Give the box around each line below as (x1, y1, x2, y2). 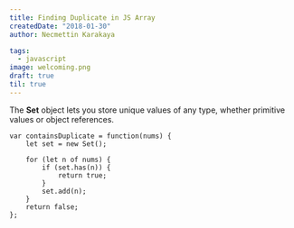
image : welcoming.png (9, 63, 91, 72)
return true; (57, 170, 107, 180)
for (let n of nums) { (25, 155, 111, 164)
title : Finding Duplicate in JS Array (9, 13, 156, 23)
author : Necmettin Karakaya (9, 30, 116, 39)
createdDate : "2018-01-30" (9, 22, 111, 31)
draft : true (9, 71, 54, 81)
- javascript (17, 55, 67, 64)
